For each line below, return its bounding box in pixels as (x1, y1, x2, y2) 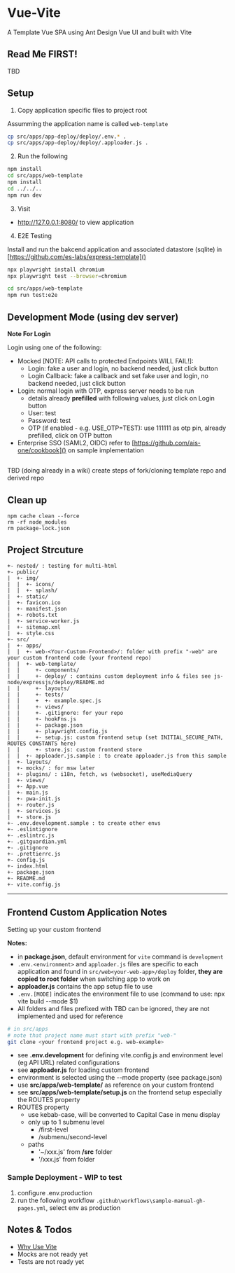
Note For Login (7, 330, 51, 338)
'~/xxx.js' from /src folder (38, 1148, 113, 1156)
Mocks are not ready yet (17, 1250, 89, 1258)
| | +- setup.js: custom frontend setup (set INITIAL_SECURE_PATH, (7, 734, 224, 742)
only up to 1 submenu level (27, 1118, 105, 1127)
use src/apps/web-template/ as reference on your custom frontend (17, 1080, 215, 1090)
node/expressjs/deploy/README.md (7, 679, 105, 686)
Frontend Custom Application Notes (7, 907, 168, 919)
